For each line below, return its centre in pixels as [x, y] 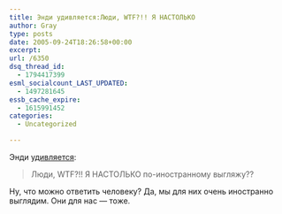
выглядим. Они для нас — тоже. [70, 201]
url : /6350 [29, 58]
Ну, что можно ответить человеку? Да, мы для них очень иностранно [141, 191]
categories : [31, 116]
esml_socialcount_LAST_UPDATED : [69, 83]
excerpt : [25, 50]
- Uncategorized [47, 125]
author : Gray [33, 26]
